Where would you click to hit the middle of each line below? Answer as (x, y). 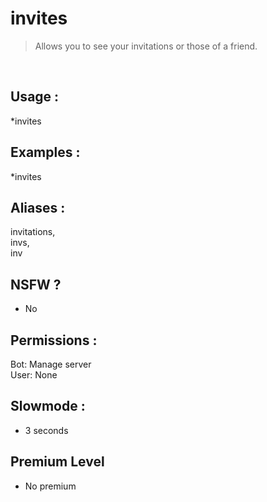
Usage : (35, 97)
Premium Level (57, 462)
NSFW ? (36, 284)
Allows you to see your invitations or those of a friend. (146, 46)
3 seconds (46, 430)
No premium (50, 486)
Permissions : (54, 340)
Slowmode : (48, 406)
